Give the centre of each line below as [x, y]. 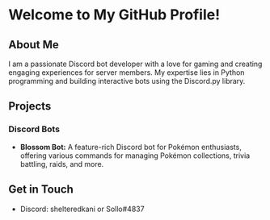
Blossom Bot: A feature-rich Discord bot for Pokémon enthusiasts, [131, 147]
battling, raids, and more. [62, 164]
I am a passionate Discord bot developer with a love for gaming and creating [135, 64]
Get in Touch [41, 190]
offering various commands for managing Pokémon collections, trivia [135, 156]
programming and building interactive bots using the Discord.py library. [127, 81]
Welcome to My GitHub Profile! [114, 15]
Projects [30, 106]
